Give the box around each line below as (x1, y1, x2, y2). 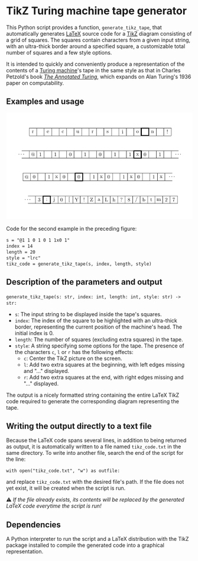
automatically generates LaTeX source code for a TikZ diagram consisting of (6, 30, 192, 37)
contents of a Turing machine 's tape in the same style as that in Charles (6, 66, 181, 74)
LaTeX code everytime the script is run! (6, 502, 102, 509)
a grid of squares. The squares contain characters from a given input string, (6, 36, 191, 43)
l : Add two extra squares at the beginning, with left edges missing (23, 361, 185, 368)
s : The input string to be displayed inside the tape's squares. (14, 310, 162, 318)
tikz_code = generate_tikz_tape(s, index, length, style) (6, 261, 152, 267)
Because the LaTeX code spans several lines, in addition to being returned (6, 437, 187, 444)
